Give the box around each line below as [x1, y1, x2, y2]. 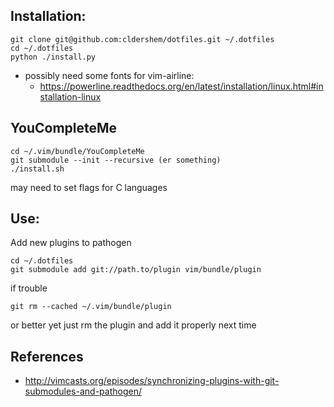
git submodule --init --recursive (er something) [10, 155, 222, 165]
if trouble [10, 282, 48, 294]
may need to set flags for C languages [10, 181, 168, 193]
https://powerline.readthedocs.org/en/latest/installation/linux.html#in [39, 80, 324, 92]
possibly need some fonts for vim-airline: [24, 69, 195, 81]
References [10, 348, 84, 365]
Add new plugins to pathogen [10, 237, 132, 249]
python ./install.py [10, 52, 97, 62]
